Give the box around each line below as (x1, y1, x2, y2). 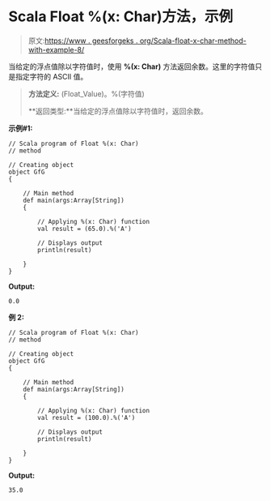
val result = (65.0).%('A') (37, 225, 132, 233)
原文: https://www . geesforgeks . (27, 36, 138, 45)
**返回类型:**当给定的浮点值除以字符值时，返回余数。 (27, 106, 208, 116)
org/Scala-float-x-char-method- (139, 36, 247, 45)
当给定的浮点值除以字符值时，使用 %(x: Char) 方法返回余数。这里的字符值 (8, 62, 255, 71)
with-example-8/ (27, 45, 85, 54)
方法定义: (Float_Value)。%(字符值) (27, 88, 146, 98)
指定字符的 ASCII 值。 (15, 71, 88, 81)
